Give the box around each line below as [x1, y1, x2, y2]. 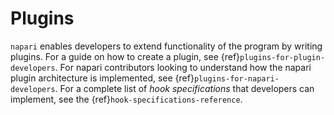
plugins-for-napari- [193, 73, 280, 84]
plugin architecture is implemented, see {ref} [10, 72, 195, 84]
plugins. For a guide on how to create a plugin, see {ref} [10, 50, 241, 62]
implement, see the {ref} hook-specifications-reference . [10, 93, 243, 105]
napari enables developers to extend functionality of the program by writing [10, 40, 323, 52]
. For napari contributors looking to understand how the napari [54, 61, 312, 73]
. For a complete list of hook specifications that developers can [54, 82, 315, 94]
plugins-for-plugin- [239, 52, 326, 62]
